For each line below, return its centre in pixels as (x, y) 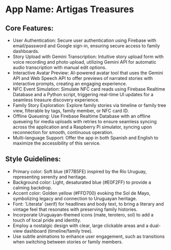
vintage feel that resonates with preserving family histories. (75, 209)
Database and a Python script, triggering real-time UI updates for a (83, 94)
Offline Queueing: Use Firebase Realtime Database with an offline (81, 116)
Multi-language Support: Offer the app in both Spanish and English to (86, 138)
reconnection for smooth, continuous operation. (63, 132)
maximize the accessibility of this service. (57, 143)
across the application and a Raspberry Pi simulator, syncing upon (82, 127)
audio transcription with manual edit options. (59, 67)
